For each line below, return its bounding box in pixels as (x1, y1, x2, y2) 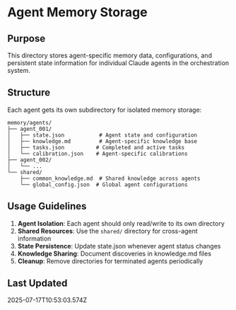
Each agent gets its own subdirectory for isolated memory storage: (7, 105, 202, 114)
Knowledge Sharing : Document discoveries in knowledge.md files (17, 249, 212, 258)
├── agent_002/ (7, 156, 52, 163)
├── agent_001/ (7, 125, 52, 132)
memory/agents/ (7, 119, 52, 126)
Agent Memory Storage (7, 4, 148, 21)
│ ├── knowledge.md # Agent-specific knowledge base (7, 137, 198, 145)
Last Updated (7, 277, 68, 289)
